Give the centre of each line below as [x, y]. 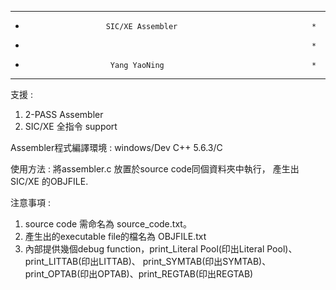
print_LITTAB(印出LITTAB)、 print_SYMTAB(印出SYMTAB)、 [148, 261]
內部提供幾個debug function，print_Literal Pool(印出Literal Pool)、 [161, 249]
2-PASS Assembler [64, 114]
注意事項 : [30, 202]
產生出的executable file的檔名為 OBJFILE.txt [115, 236]
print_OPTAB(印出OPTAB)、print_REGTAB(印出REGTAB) [139, 274]
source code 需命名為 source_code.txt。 [108, 224]
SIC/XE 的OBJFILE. [49, 181]
